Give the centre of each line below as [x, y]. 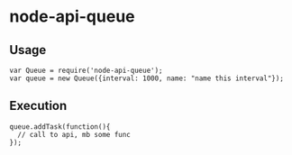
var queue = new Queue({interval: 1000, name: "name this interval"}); [146, 78]
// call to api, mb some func [74, 134]
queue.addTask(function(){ [60, 127]
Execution [38, 106]
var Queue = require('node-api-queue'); [87, 70]
